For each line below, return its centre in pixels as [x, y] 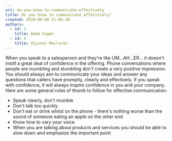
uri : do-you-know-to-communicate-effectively [55, 10]
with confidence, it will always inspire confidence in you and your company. [85, 85]
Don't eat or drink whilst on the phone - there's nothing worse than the [88, 111]
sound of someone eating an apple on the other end [68, 116]
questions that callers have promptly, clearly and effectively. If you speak [83, 79]
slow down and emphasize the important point [62, 133]
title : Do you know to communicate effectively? [58, 15]
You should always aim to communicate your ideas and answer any [76, 74]
